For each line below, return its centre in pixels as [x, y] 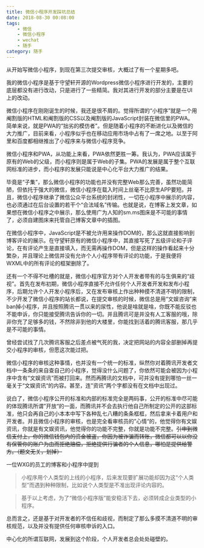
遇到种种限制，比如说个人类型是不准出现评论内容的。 [101, 485]
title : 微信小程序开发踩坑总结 [41, 12]
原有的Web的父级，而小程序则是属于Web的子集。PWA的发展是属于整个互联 [101, 161]
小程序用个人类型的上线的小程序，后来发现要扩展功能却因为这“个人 [105, 477]
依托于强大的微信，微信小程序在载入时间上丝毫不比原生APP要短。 [104, 190]
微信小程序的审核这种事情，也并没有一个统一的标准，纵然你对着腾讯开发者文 [102, 363]
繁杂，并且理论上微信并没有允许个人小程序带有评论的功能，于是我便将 [94, 255]
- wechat [28, 40]
